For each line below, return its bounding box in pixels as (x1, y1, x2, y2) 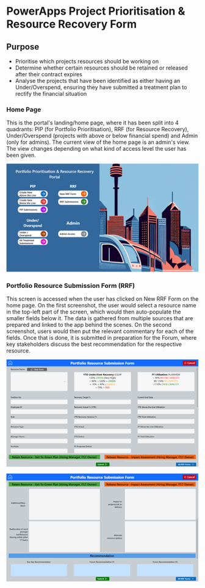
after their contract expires (15, 71, 82, 77)
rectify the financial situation (15, 90, 87, 97)
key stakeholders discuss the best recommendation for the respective (6, 340, 182, 348)
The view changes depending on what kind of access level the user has (6, 145, 187, 152)
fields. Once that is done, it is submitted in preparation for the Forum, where (6, 334, 197, 342)
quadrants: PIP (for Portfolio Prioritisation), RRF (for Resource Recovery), (6, 126, 189, 133)
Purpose (6, 41, 40, 52)
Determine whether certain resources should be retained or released (15, 64, 188, 71)
